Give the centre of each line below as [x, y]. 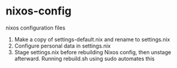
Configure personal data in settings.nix [62, 46]
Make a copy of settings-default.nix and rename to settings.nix [92, 39]
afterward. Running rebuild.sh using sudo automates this [84, 58]
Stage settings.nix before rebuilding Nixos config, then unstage [93, 52]
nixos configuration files [36, 28]
